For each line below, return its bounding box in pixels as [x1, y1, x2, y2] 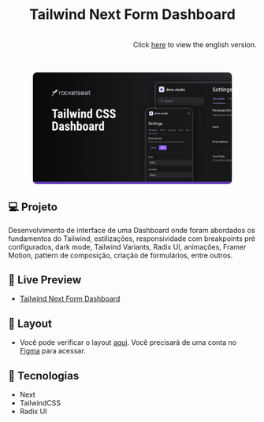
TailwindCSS [19, 398, 61, 407]
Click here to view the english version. [132, 39, 257, 49]
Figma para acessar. [19, 346, 86, 356]
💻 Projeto [8, 201, 58, 214]
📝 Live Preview [8, 273, 82, 287]
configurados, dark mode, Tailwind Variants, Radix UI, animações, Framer [8, 242, 247, 251]
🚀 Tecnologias [8, 368, 80, 383]
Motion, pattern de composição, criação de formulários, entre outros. [8, 250, 233, 260]
